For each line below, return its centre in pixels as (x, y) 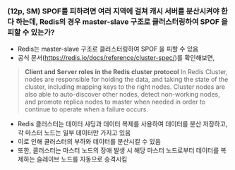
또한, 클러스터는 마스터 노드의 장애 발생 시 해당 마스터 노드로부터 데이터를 (118, 150)
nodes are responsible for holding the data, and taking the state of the (126, 80)
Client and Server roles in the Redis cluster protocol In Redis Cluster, (126, 72)
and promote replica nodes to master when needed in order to (115, 102)
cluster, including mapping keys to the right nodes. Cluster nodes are (125, 87)
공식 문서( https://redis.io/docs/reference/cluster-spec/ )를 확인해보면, (116, 58)
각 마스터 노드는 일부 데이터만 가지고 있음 (74, 133)
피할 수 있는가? (31, 32)
